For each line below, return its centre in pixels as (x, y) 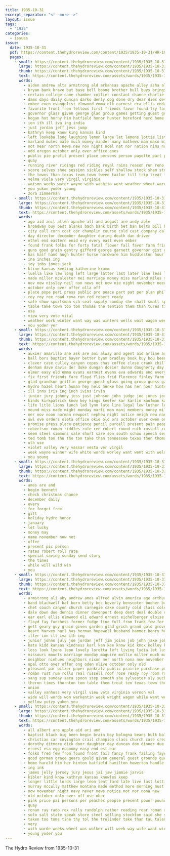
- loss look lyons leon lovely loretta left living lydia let (90, 650)
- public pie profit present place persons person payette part (93, 156)
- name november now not (50, 537)
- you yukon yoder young (50, 189)
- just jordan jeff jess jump (55, 128)
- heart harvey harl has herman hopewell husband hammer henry (91, 631)
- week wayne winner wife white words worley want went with (89, 453)
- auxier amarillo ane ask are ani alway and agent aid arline (91, 353)
